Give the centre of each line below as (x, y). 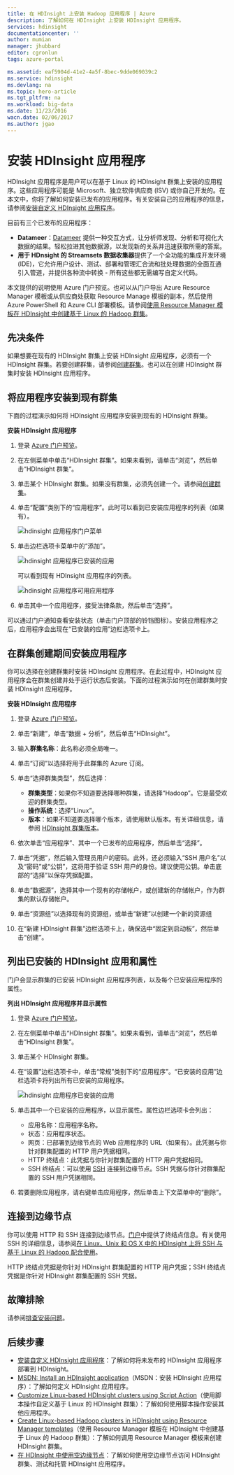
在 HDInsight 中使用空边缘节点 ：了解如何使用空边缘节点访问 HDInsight (119, 1455)
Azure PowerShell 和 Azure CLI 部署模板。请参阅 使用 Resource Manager (111, 304)
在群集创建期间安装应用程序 (67, 653)
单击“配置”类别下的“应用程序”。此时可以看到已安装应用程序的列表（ (115, 507)
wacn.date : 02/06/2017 (40, 118)
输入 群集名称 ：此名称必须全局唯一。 (70, 748)
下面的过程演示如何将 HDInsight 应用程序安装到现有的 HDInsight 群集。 (109, 416)
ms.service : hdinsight (40, 78)
